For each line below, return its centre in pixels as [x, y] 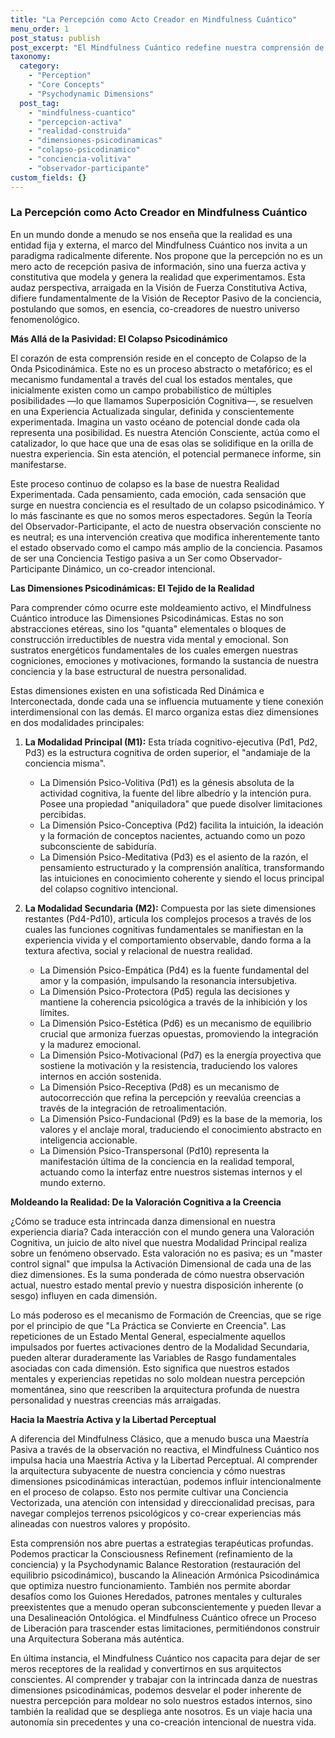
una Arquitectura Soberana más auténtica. [97, 1638]
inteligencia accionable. [88, 1140]
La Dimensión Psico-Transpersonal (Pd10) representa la [154, 1150]
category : [39, 66]
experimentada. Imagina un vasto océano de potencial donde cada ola [155, 422]
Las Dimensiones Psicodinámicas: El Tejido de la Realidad [132, 588]
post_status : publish [55, 38]
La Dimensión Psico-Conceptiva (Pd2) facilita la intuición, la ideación [181, 825]
